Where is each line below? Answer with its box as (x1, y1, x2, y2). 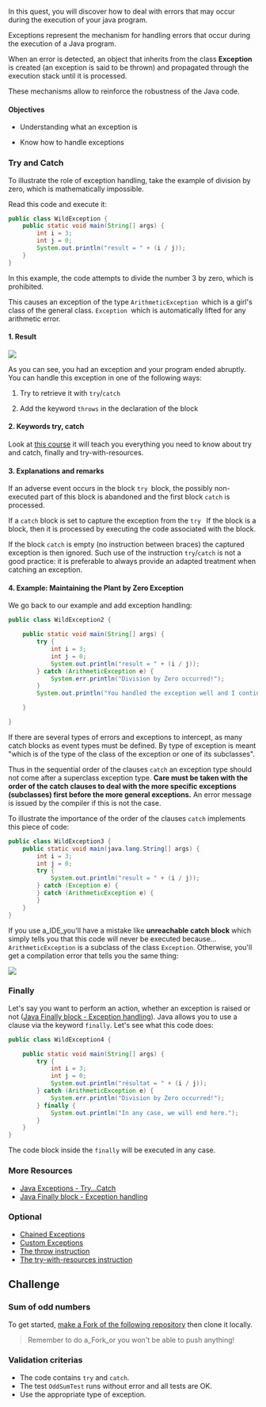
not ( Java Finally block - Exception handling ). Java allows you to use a (8, 1011, 237, 1022)
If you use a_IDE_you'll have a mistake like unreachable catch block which (8, 926, 252, 935)
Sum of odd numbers (8, 1302, 91, 1313)
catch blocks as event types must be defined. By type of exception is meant (8, 741, 256, 750)
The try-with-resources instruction (19, 1255, 133, 1264)
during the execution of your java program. (8, 15, 148, 25)
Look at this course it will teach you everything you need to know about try (8, 439, 252, 449)
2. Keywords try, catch (8, 422, 85, 431)
